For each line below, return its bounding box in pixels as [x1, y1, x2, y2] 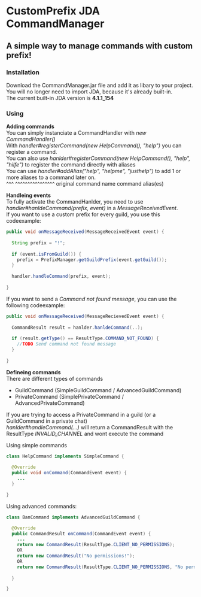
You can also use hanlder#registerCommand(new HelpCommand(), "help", [6, 154, 190, 162]
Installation [6, 68, 40, 76]
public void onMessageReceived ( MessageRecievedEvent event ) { [6, 313, 165, 319]
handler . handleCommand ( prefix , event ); [11, 274, 111, 280]
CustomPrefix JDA [6, 4, 100, 18]
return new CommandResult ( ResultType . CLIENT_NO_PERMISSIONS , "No [17, 564, 184, 570]
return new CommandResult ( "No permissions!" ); [17, 553, 135, 559]
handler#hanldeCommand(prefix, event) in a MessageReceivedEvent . [6, 205, 178, 212]
